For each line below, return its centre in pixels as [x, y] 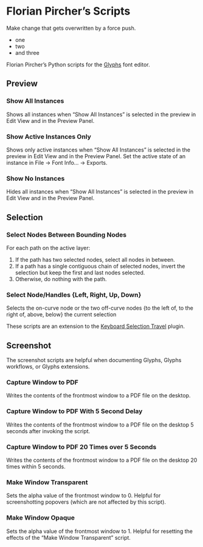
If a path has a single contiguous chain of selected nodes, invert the [100, 266]
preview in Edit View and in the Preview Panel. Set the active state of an [96, 156]
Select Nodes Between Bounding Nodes [66, 234]
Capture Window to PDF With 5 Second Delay [74, 411]
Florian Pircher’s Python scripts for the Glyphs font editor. [78, 64]
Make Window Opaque [40, 518]
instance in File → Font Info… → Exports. [57, 162]
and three [27, 52]
